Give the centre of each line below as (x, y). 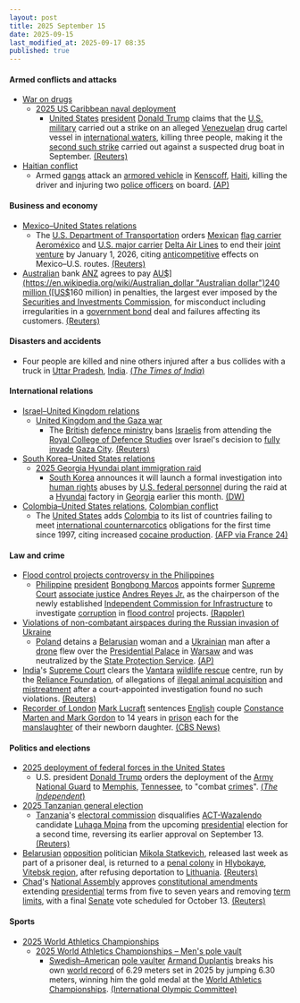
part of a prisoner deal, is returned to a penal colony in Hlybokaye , (144, 863)
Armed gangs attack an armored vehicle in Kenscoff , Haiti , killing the (161, 176)
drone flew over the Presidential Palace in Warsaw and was (144, 651)
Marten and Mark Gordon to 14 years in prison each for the (130, 718)
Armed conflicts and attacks (63, 79)
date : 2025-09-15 (42, 34)
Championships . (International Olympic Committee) (143, 989)
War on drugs (47, 99)
